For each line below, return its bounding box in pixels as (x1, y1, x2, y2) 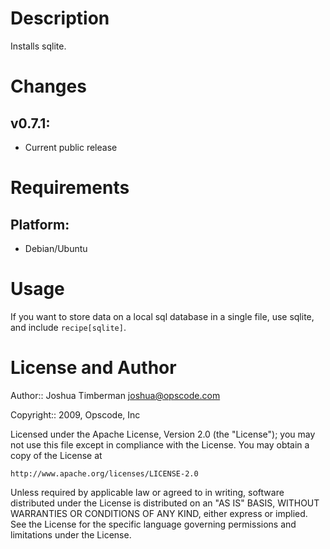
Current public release (24, 141, 118, 153)
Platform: (10, 216, 70, 233)
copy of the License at (10, 449, 103, 461)
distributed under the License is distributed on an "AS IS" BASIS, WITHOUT (10, 497, 320, 509)
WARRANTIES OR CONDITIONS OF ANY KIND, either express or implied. (10, 507, 308, 519)
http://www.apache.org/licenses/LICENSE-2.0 (10, 468, 199, 479)
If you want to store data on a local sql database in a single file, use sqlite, (10, 310, 315, 322)
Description (10, 7, 110, 30)
